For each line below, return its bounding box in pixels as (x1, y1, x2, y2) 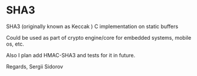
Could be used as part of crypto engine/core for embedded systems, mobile (6, 34, 192, 41)
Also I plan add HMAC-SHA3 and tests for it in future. (6, 51, 136, 58)
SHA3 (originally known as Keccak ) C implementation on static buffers (6, 23, 179, 30)
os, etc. (6, 40, 25, 47)
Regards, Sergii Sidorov (6, 63, 64, 70)
